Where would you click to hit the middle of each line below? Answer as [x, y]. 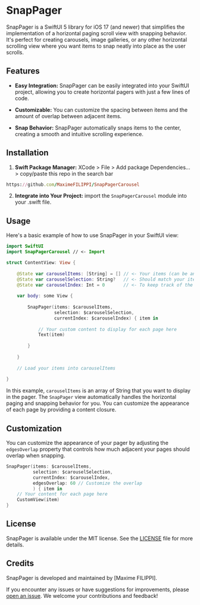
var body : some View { [45, 296]
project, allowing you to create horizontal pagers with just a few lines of [102, 92]
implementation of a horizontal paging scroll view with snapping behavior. [97, 33]
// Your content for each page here [62, 494]
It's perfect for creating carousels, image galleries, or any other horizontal [97, 39]
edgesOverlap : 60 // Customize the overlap [87, 483]
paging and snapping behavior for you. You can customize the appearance [98, 403]
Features [23, 71]
